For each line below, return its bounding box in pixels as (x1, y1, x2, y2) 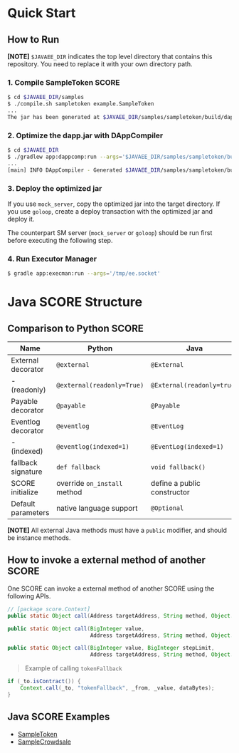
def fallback (56, 463, 101, 472)
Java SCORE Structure (7, 294, 143, 311)
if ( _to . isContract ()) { (7, 678, 81, 685)
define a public (150, 479, 201, 489)
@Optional (150, 504, 184, 512)
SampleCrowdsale (17, 737, 72, 746)
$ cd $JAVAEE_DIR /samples (7, 94, 84, 101)
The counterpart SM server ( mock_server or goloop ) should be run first (7, 228, 213, 237)
